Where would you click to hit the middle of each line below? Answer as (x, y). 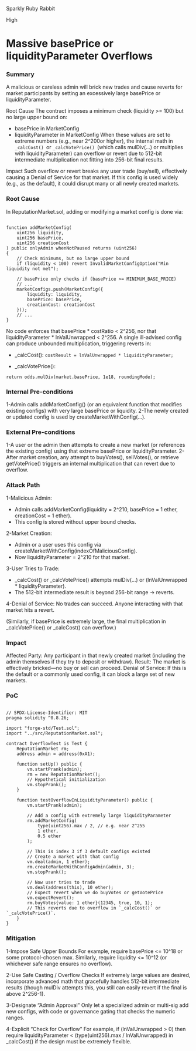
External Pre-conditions (41, 432)
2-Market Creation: (29, 533)
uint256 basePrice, (40, 238)
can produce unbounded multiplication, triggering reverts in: (79, 343)
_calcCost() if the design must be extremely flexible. (69, 1041)
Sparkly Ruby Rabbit (31, 9)
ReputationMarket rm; (43, 749)
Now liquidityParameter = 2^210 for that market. (72, 557)
